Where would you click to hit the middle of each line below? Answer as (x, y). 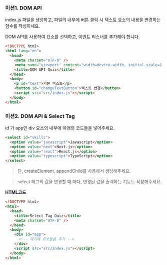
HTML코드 (16, 192)
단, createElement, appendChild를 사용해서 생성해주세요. (74, 171)
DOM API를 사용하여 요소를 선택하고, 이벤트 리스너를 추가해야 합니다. (72, 37)
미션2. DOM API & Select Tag (40, 116)
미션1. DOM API (23, 8)
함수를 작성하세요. (23, 26)
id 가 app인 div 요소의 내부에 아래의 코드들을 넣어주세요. (60, 128)
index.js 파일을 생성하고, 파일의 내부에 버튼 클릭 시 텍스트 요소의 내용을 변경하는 (83, 20)
